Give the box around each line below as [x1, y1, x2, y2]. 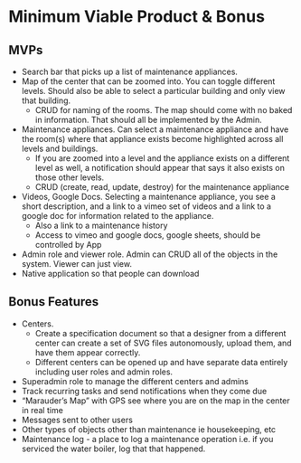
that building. [21, 95, 71, 106]
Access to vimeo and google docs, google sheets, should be [34, 230, 261, 241]
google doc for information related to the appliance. [21, 211, 214, 221]
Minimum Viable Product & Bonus [8, 6, 266, 27]
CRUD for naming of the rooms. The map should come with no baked [34, 105, 293, 115]
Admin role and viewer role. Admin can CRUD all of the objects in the [21, 249, 278, 260]
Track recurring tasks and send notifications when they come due [21, 385, 268, 396]
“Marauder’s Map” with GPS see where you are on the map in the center [21, 395, 290, 406]
